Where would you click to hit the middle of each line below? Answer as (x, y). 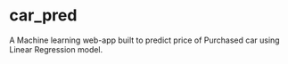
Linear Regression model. (56, 49)
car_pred (43, 16)
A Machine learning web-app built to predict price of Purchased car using (144, 40)
